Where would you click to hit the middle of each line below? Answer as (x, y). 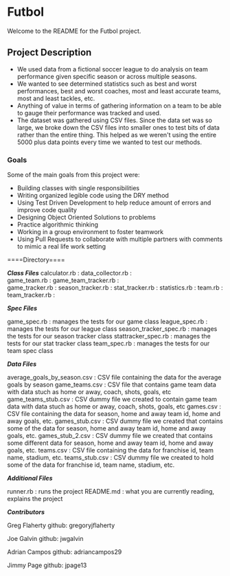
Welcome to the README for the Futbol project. (74, 31)
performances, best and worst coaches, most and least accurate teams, (119, 91)
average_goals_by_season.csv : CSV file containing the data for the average (114, 378)
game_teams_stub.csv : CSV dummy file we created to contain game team (112, 400)
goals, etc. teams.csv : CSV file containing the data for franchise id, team (111, 450)
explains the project (35, 499)
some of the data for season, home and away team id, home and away (107, 428)
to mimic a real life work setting (61, 246)
